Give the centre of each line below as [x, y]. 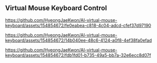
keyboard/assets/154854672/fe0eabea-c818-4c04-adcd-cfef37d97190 [78, 25]
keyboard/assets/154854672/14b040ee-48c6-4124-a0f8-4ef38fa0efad [78, 40]
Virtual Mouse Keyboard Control [56, 8]
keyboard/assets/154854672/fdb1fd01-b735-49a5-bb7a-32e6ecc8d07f [78, 55]
